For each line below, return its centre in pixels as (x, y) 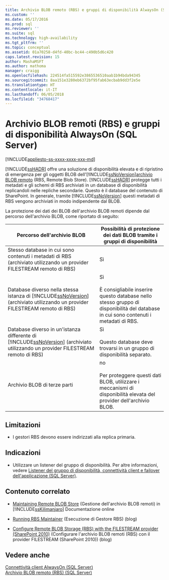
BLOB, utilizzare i (119, 382)
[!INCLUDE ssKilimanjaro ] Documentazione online (63, 509)
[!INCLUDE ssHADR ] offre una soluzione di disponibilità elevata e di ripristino (84, 169)
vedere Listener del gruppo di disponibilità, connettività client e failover (86, 470)
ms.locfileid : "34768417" (32, 99)
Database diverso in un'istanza (44, 329)
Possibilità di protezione (130, 229)
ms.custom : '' (20, 15)
